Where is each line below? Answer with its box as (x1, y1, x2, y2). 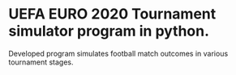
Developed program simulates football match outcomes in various (8, 48, 229, 58)
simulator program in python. (8, 22, 209, 40)
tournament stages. (8, 57, 75, 67)
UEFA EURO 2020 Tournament (8, 5, 217, 23)
